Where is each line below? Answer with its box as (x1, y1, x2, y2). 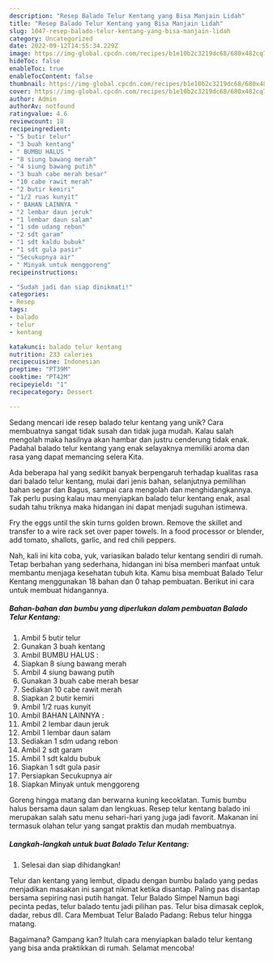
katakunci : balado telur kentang (9, 342, 122, 351)
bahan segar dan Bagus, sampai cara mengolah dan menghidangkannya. (9, 484, 254, 495)
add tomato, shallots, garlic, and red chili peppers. (9, 534, 177, 544)
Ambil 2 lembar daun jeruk (20, 719, 109, 728)
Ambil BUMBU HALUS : (20, 650, 100, 659)
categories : (9, 290, 49, 298)
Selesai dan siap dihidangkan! (20, 860, 121, 869)
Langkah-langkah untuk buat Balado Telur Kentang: (9, 839, 190, 849)
